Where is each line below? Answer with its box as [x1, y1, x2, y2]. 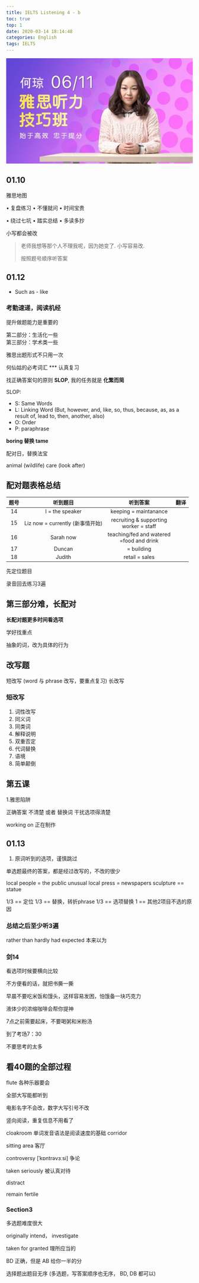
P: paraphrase [14, 425, 49, 432]
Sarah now [50, 534, 77, 541]
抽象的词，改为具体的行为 [6, 641, 69, 648]
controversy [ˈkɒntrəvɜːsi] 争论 [6, 1154, 81, 1161]
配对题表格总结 [6, 481, 61, 491]
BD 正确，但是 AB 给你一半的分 [6, 1257, 82, 1265]
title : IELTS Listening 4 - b [6, 9, 81, 15]
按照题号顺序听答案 [20, 255, 68, 262]
